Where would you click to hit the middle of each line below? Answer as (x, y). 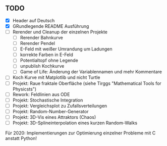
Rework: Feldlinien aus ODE (41, 94)
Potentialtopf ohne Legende (49, 61)
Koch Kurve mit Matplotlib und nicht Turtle (56, 77)
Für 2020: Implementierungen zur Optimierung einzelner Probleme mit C (80, 133)
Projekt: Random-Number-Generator (50, 111)
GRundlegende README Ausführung (51, 26)
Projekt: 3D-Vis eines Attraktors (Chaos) (54, 117)
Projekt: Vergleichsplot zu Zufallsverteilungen (60, 106)
